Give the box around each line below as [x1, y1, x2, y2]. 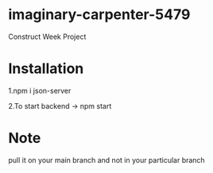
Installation [8, 60, 84, 78]
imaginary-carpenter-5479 [8, 6, 191, 24]
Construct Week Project [8, 32, 87, 41]
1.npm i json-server [8, 86, 72, 95]
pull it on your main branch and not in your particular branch [8, 155, 205, 164]
